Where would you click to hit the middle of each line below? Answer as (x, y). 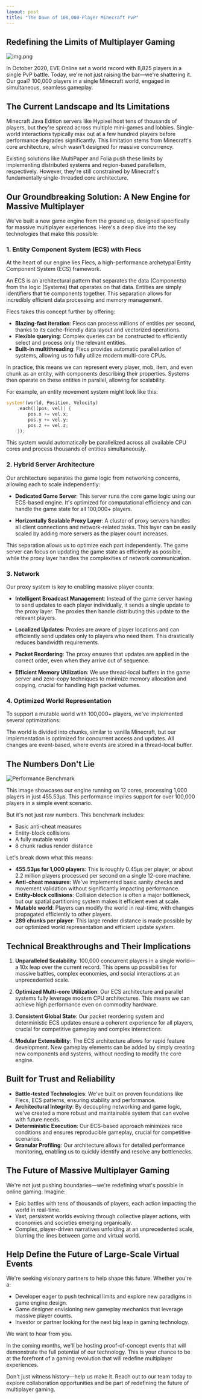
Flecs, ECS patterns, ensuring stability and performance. (85, 1100)
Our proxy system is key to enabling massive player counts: (80, 587)
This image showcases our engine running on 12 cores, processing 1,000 (97, 791)
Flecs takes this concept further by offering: (61, 311)
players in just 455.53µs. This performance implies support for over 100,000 (101, 797)
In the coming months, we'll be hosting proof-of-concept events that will (96, 1346)
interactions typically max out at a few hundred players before (99, 134)
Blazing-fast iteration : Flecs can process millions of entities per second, (105, 324)
